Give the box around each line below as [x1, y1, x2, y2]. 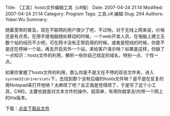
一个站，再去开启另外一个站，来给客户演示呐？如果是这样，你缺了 [27, 46, 165, 52]
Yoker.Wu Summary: [5, 17, 48, 22]
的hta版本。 [5, 95, 30, 100]
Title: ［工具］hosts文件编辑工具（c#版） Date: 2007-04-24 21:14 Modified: [5, 5, 163, 10]
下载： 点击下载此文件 [5, 105, 50, 111]
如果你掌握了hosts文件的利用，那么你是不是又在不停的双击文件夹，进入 [5, 69, 154, 75]
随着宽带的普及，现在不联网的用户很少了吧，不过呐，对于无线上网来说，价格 [5, 27, 165, 33]
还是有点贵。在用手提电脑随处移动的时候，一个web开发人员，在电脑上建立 [5, 33, 160, 39]
